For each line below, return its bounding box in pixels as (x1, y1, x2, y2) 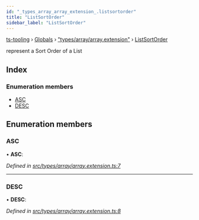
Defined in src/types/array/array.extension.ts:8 (6, 208, 121, 215)
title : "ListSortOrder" (6, 14, 65, 20)
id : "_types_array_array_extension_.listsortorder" (6, 8, 136, 15)
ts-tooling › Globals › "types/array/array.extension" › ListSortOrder (6, 36, 168, 43)
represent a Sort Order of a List (6, 47, 82, 55)
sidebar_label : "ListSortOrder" (6, 20, 86, 25)
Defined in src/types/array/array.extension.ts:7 (6, 162, 121, 169)
